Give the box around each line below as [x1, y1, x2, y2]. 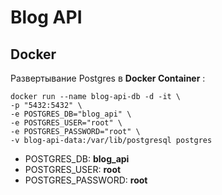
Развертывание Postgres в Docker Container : [10, 72, 206, 84]
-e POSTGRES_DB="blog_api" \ [10, 109, 132, 119]
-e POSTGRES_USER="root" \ [10, 118, 123, 128]
